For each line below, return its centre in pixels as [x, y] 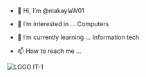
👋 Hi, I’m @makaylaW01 [51, 11]
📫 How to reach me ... [49, 51]
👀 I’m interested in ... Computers [63, 24]
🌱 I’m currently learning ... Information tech [78, 37]
